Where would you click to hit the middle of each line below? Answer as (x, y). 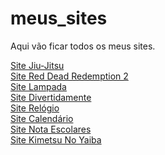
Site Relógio (35, 108)
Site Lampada (38, 86)
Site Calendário (42, 118)
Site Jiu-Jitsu (37, 65)
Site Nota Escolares (51, 129)
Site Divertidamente (51, 97)
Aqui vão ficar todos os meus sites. (83, 46)
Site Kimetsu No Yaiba (56, 139)
